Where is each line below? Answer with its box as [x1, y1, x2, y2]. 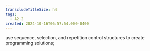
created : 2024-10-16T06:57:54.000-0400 [5, 21, 89, 26]
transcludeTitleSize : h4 [5, 7, 57, 12]
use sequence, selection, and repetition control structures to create [5, 35, 145, 41]
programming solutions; [5, 40, 55, 46]
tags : [5, 12, 17, 17]
